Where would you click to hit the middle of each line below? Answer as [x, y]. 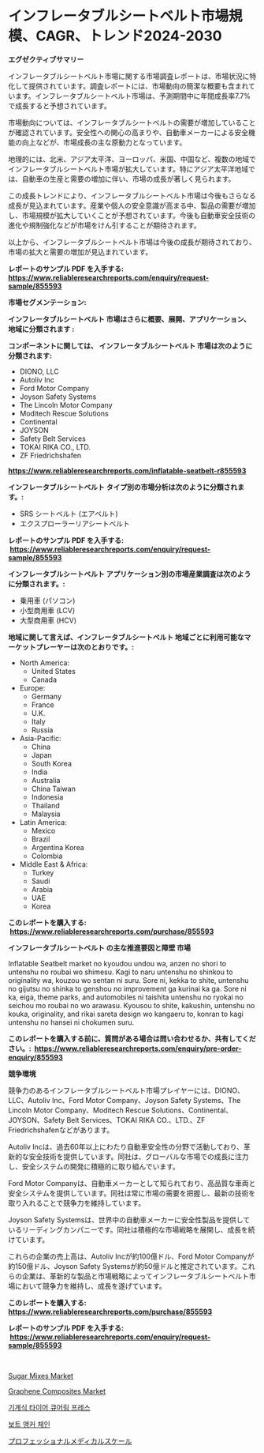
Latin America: [43, 822]
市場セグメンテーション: [47, 302]
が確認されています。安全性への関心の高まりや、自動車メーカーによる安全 [128, 132]
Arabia [42, 889]
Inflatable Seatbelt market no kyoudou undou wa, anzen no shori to [117, 963]
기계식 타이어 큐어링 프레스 [49, 1407]
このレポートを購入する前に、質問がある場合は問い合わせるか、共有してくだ [132, 1038]
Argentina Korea [58, 847]
